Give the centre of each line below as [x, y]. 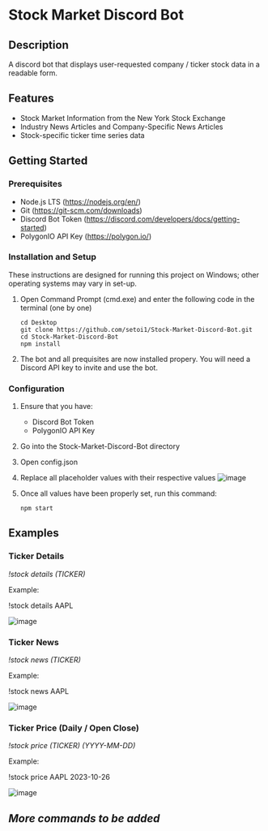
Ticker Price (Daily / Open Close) [74, 728]
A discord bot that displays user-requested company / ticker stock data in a [134, 64]
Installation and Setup [53, 257]
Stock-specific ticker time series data [82, 135]
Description [38, 45]
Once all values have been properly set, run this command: [118, 493]
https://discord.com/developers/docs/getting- [163, 219]
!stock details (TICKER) [47, 574]
